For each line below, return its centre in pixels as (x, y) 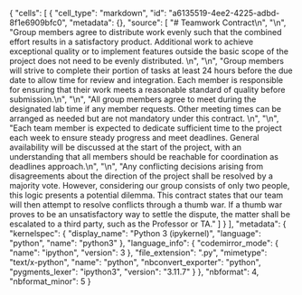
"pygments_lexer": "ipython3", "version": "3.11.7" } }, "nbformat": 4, (134, 272)
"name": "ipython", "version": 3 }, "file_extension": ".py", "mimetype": (138, 253)
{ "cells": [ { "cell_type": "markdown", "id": (88, 13)
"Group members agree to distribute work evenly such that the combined (146, 32)
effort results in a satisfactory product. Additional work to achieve (132, 41)
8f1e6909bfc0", (38, 23)
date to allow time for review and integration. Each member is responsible (146, 80)
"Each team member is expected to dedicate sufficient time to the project (146, 128)
